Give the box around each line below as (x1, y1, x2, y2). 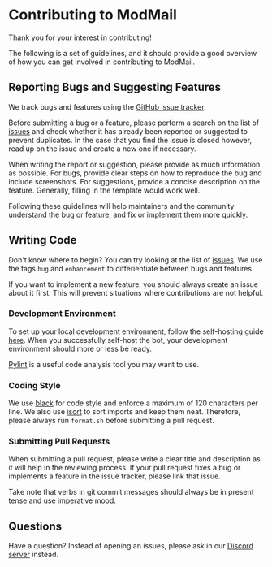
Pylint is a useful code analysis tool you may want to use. (8, 359, 200, 369)
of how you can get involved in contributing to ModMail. (8, 57, 196, 67)
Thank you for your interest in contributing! (8, 32, 152, 42)
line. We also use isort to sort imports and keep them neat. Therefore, (8, 407, 241, 417)
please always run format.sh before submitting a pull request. (8, 416, 215, 426)
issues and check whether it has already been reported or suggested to (8, 126, 248, 136)
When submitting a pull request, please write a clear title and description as (8, 454, 261, 464)
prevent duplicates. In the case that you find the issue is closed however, (8, 135, 253, 145)
